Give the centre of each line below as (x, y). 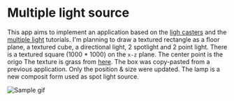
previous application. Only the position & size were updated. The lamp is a (114, 69)
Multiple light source (68, 13)
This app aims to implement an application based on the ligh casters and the (117, 32)
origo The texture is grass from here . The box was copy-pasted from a (109, 61)
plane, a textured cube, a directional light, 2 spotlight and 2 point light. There (117, 47)
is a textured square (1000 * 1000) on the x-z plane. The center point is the (115, 54)
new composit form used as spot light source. (73, 76)
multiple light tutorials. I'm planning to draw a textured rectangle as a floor (114, 39)
